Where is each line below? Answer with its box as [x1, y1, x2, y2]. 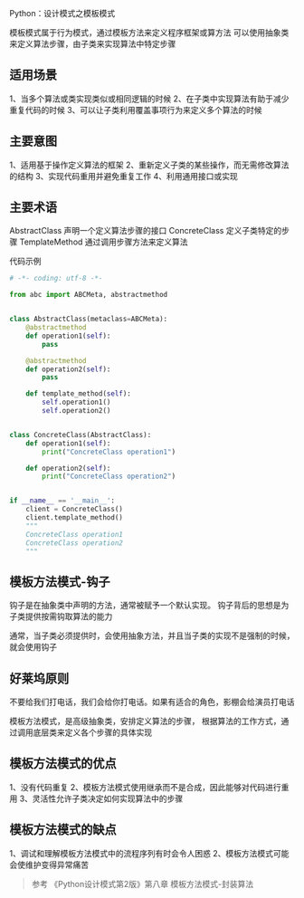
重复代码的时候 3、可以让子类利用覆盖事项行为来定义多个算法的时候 [9, 104, 262, 115]
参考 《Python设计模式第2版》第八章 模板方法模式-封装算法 [31, 878, 254, 889]
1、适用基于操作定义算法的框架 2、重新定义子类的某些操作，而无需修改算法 [9, 159, 290, 170]
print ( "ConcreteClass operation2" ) [42, 472, 176, 482]
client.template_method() [25, 513, 124, 522]
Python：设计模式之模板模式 [9, 8, 116, 18]
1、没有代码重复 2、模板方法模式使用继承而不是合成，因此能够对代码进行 [9, 781, 282, 792]
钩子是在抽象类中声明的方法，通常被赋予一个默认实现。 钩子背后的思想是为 [9, 600, 290, 611]
